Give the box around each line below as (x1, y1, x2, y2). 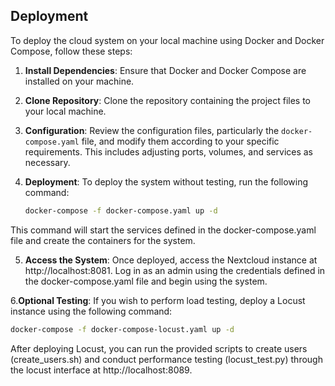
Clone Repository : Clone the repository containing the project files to (24, 94, 311, 106)
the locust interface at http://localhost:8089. (10, 364, 193, 376)
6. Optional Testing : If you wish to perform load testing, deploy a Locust (10, 294, 306, 306)
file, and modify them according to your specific (81, 135, 280, 147)
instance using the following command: (10, 305, 173, 317)
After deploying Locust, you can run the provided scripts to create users (10, 342, 308, 354)
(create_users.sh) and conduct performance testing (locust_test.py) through (10, 353, 323, 365)
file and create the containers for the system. (10, 234, 196, 246)
